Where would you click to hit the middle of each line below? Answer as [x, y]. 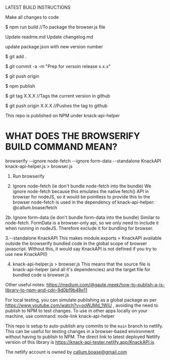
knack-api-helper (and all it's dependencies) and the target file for [81, 269]
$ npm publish [20, 86]
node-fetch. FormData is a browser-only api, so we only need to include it [82, 222]
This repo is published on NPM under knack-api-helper [62, 116]
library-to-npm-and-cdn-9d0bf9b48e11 [46, 290]
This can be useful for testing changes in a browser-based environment [80, 331]
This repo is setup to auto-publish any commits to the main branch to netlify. [84, 326]
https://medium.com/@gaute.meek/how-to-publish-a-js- [106, 284]
